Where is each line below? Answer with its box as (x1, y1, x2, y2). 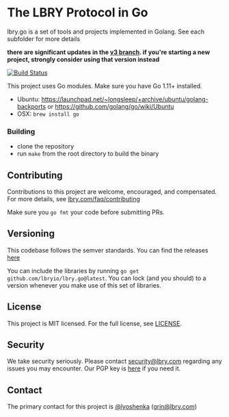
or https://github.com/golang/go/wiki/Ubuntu (47, 102, 174, 110)
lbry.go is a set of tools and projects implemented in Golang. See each (7, 27, 205, 36)
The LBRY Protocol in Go (7, 5, 148, 21)
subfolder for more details (7, 34, 81, 42)
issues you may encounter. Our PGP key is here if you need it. (7, 364, 181, 372)
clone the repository (16, 142, 75, 151)
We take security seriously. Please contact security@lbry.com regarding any (7, 357, 222, 366)
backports (16, 102, 46, 110)
